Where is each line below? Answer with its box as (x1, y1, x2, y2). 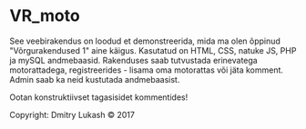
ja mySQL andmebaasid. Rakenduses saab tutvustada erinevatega (9, 55, 258, 65)
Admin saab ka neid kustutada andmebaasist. (9, 74, 180, 84)
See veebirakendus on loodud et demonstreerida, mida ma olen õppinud (9, 35, 280, 46)
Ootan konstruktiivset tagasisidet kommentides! (9, 92, 189, 103)
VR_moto (9, 5, 80, 26)
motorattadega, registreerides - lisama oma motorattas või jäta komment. (9, 64, 284, 75)
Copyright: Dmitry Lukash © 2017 (9, 109, 135, 120)
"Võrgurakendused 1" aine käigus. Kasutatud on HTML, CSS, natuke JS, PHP (9, 45, 297, 55)
